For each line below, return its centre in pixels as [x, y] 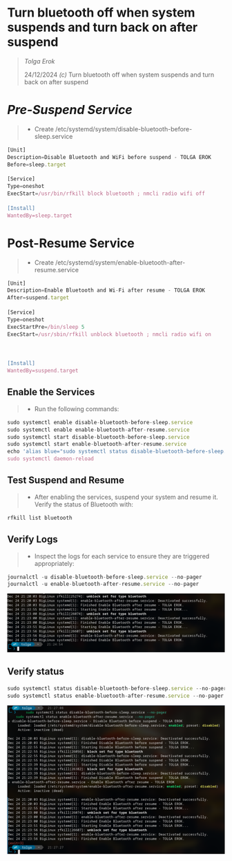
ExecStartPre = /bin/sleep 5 [46, 327]
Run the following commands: [77, 408]
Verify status [36, 672]
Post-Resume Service [71, 243]
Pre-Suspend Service [70, 110]
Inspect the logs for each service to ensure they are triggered [122, 556]
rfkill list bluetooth [40, 518]
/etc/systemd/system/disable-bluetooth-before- [124, 129]
